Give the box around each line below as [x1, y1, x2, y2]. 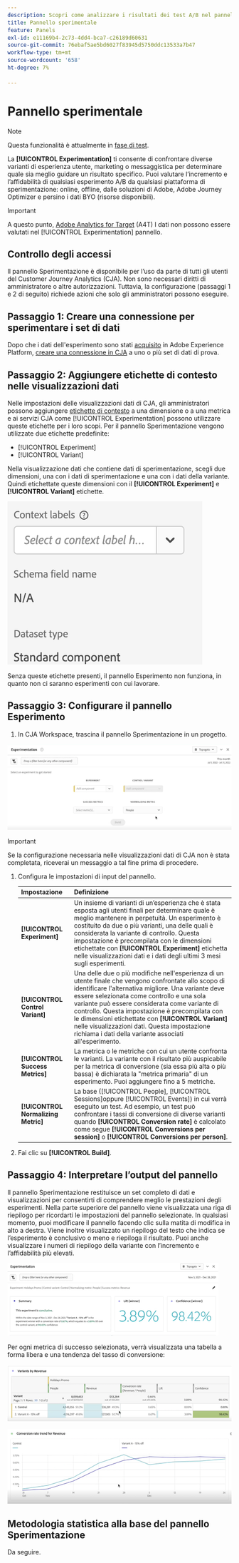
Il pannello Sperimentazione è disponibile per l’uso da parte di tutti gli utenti [7, 267, 228, 276]
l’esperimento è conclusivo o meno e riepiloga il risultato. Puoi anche [7, 1234, 209, 1242]
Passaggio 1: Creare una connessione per [7, 310, 195, 322]
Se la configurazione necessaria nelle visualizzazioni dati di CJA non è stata [7, 851, 230, 859]
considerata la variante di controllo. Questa [73, 928, 200, 937]
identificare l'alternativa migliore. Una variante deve [73, 984, 225, 993]
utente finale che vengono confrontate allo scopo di [73, 976, 225, 985]
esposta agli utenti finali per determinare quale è [73, 906, 216, 914]
